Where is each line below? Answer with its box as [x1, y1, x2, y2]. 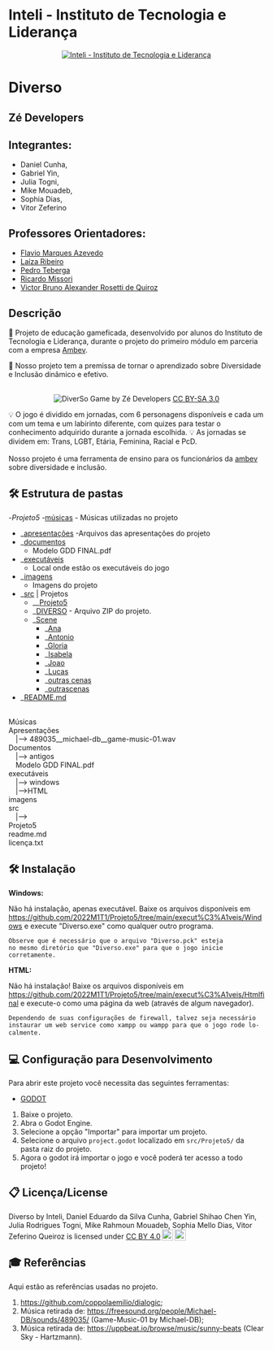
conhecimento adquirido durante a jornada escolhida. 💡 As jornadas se [8, 427, 246, 436]
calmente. [8, 1029, 42, 1037]
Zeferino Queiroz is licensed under [8, 1231, 124, 1241]
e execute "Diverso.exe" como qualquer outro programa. [24, 921, 214, 931]
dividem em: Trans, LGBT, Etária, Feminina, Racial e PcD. [8, 436, 197, 446]
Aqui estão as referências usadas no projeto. [8, 1282, 158, 1291]
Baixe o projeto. [19, 1109, 73, 1119]
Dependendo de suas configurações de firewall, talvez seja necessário [8, 1014, 256, 1022]
